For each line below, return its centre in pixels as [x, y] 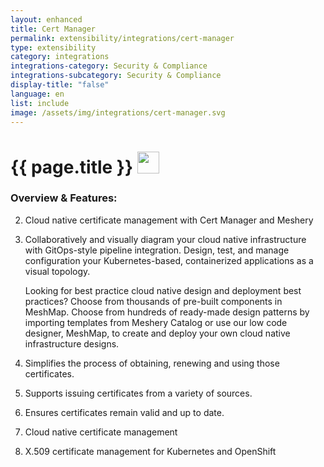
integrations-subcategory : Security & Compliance [116, 76]
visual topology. [57, 271]
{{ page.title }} [72, 167]
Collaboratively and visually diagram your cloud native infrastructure [165, 239]
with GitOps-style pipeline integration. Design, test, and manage [157, 250]
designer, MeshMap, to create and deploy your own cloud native [157, 333]
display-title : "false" [60, 85]
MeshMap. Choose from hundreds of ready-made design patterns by [167, 312]
